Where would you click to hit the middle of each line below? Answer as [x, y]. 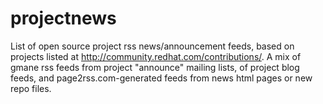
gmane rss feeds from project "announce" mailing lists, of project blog [155, 67]
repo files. [31, 88]
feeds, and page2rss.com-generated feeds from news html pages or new [161, 78]
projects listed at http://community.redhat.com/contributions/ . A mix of [156, 56]
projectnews [63, 18]
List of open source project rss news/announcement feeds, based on [152, 46]
